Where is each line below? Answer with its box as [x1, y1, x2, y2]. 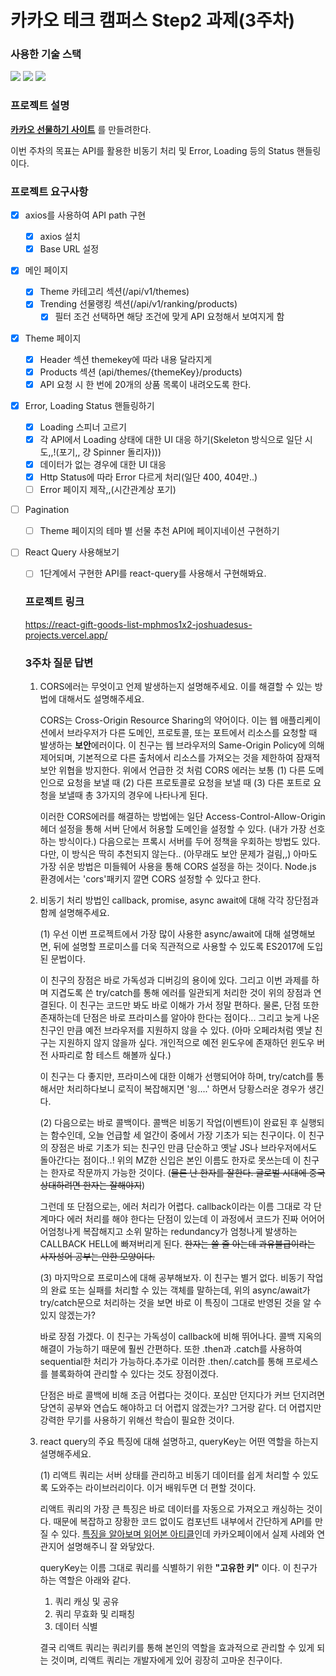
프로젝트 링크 [24, 595, 85, 609]
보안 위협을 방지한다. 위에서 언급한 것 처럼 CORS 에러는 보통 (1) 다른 [39, 764, 306, 776]
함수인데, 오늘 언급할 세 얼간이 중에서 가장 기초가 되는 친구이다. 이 [50, 1129, 307, 1141]
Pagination [24, 504, 70, 516]
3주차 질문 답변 [24, 656, 94, 670]
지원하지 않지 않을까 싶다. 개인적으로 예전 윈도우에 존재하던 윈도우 [58, 1036, 315, 1048]
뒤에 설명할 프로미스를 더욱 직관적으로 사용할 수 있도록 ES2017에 [53, 940, 305, 952]
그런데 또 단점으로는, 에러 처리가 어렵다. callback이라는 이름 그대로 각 [39, 1200, 312, 1212]
